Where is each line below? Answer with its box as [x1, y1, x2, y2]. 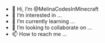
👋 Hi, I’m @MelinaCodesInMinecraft [11, 6, 99, 12]
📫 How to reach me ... [11, 31, 67, 37]
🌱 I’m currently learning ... [11, 18, 75, 24]
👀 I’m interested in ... [11, 12, 62, 19]
